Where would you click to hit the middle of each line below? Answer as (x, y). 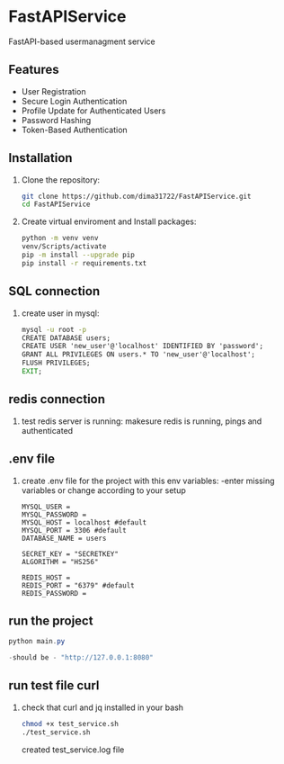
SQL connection (54, 291)
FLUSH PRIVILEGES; (56, 363)
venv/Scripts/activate (64, 247)
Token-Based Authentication (74, 130)
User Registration (53, 91)
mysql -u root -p (54, 329)
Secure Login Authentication (74, 101)
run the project (51, 620)
